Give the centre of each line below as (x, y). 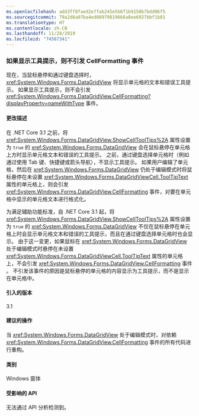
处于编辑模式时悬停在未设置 (40, 249)
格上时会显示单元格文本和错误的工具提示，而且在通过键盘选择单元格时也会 (97, 234)
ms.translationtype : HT (36, 22)
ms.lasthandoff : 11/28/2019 (41, 34)
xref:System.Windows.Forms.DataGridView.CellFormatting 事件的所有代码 (96, 342)
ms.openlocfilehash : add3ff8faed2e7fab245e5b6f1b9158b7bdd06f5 (86, 12)
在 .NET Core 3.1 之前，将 (37, 132)
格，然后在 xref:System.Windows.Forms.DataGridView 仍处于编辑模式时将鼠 (99, 169)
